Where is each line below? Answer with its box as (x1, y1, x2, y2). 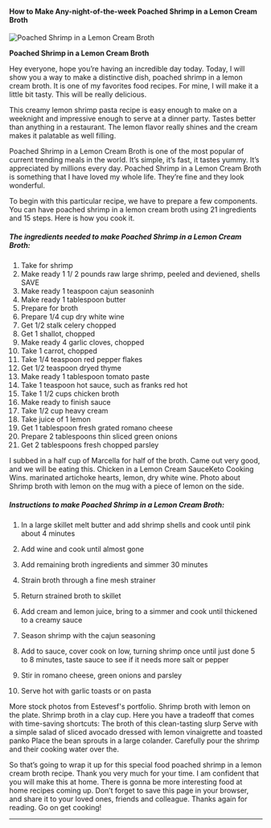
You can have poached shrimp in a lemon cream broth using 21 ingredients (9, 205, 257, 215)
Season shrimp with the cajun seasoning (20, 631, 156, 641)
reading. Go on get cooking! (9, 803, 102, 813)
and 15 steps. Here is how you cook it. (9, 213, 135, 223)
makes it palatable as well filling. (9, 131, 117, 141)
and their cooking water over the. (9, 744, 120, 754)
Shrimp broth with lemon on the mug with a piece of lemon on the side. (9, 481, 244, 491)
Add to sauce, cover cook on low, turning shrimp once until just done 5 (20, 646, 256, 656)
